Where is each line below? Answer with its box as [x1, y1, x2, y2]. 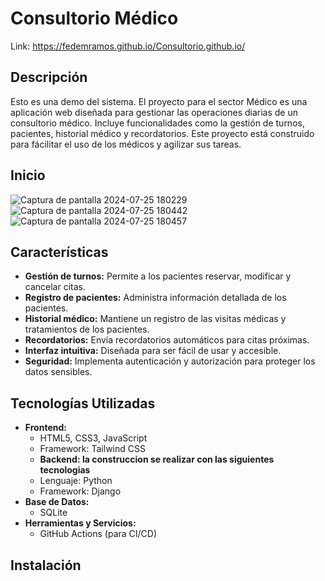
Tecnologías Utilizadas [10, 395, 156, 412]
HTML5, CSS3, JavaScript [39, 432, 148, 444]
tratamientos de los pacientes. [24, 323, 150, 336]
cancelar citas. [24, 281, 87, 293]
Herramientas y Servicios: [24, 517, 137, 529]
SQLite [39, 507, 68, 519]
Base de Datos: [24, 496, 90, 508]
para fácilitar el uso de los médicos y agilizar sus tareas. [10, 138, 242, 150]
